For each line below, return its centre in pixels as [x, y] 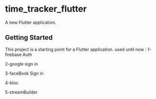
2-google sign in [21, 64]
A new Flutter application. [31, 22]
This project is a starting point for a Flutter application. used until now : [76, 49]
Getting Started [29, 38]
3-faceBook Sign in [24, 73]
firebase [13, 54]
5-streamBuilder [21, 92]
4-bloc [12, 82]
